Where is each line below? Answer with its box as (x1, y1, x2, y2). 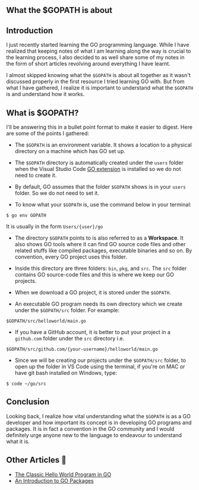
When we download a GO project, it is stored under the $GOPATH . (14, 289, 171, 296)
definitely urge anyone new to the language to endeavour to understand (6, 431, 182, 438)
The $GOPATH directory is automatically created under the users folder (14, 159, 184, 166)
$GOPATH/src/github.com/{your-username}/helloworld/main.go (6, 346, 159, 352)
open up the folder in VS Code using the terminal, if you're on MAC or (14, 363, 185, 370)
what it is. (6, 438, 30, 445)
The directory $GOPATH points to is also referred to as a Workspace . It (14, 234, 184, 241)
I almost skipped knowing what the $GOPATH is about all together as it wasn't (6, 72, 191, 79)
